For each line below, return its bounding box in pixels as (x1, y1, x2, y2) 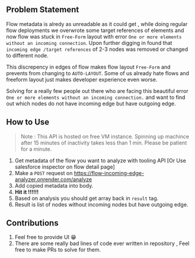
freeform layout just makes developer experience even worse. (6, 76, 158, 83)
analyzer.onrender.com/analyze (14, 176, 92, 183)
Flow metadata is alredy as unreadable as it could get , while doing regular (6, 20, 188, 27)
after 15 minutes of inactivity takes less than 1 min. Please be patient (20, 139, 187, 146)
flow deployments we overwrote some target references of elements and (6, 27, 184, 34)
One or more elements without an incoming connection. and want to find (6, 93, 186, 101)
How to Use (6, 117, 50, 127)
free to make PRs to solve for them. (14, 246, 101, 253)
